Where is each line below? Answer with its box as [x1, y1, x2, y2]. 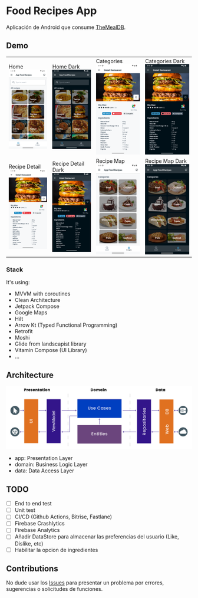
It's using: [6, 279, 31, 286]
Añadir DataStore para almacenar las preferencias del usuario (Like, [14, 533, 180, 540]
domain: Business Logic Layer [14, 461, 88, 468]
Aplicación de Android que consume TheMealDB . [6, 24, 126, 31]
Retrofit [14, 328, 33, 335]
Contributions [6, 563, 58, 573]
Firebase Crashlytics [14, 520, 65, 527]
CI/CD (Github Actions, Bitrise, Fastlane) [14, 513, 113, 520]
